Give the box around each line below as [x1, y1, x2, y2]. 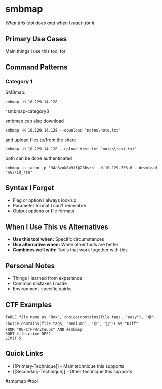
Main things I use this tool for [5, 48, 66, 54]
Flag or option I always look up [12, 197, 77, 203]
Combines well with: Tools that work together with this [12, 247, 128, 253]
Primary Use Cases [5, 35, 67, 43]
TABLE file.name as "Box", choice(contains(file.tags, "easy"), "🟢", [5, 314, 157, 320]
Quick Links [5, 349, 44, 358]
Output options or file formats [12, 208, 74, 214]
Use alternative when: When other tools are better [12, 242, 119, 248]
